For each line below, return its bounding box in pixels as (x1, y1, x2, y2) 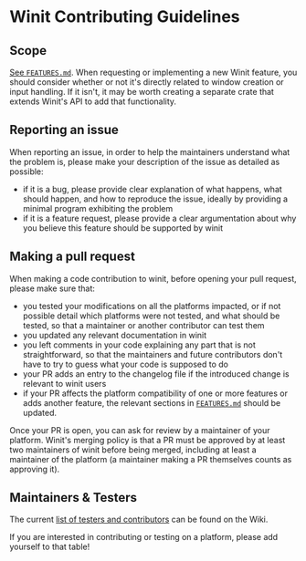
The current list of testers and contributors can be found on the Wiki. (9, 514, 269, 525)
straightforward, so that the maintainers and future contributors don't (22, 348, 283, 359)
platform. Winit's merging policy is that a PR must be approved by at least (9, 434, 286, 445)
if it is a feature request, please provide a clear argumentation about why (22, 213, 297, 223)
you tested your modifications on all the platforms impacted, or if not (22, 300, 281, 311)
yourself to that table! (9, 541, 90, 553)
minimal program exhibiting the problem (22, 203, 174, 213)
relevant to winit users (22, 378, 107, 389)
